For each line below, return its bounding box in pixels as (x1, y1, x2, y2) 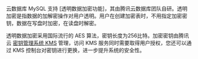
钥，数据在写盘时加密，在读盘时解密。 (6, 20, 99, 26)
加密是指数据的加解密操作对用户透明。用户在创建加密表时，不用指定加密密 (6, 12, 187, 19)
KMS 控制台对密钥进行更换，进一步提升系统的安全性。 (12, 47, 145, 54)
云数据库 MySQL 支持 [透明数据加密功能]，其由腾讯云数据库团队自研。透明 (6, 5, 188, 12)
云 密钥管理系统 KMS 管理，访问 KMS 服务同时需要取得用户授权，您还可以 (6, 40, 187, 46)
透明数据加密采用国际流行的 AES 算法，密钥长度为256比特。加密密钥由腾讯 (6, 32, 189, 39)
